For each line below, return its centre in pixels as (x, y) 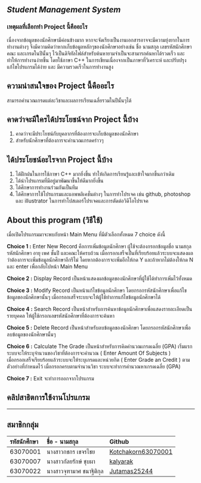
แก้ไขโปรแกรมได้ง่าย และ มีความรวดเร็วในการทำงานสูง (60, 67)
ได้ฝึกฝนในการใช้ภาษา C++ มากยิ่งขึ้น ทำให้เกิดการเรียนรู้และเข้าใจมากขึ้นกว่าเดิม (95, 174)
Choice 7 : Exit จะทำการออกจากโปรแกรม (50, 378)
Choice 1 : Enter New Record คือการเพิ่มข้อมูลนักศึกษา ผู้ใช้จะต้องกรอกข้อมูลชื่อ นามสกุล (99, 246)
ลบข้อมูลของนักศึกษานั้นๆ (31, 334)
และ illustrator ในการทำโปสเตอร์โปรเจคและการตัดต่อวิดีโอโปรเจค (82, 201)
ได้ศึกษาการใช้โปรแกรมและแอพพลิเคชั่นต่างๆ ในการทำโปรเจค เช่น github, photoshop (103, 194)
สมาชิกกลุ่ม (23, 425)
